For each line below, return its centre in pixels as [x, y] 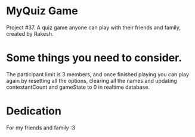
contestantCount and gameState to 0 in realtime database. [78, 87]
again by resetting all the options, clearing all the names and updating [92, 80]
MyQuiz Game [42, 11]
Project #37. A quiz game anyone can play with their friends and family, [93, 27]
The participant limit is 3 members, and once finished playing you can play [98, 74]
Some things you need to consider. [94, 58]
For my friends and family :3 [41, 127]
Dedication [34, 111]
